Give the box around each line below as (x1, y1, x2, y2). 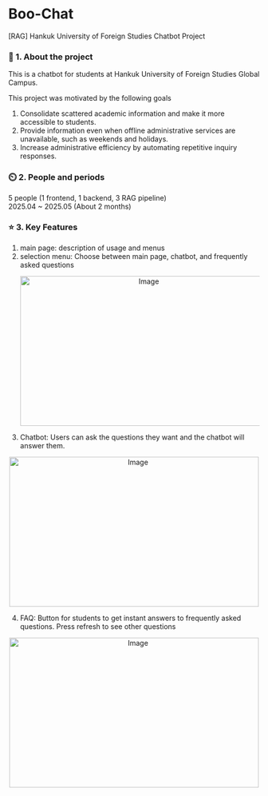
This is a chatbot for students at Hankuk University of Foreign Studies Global (8, 70, 260, 79)
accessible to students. (19, 117, 97, 127)
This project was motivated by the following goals (8, 94, 171, 103)
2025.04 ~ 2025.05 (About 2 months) (8, 201, 132, 211)
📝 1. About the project (8, 51, 93, 62)
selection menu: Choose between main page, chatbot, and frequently (19, 251, 248, 261)
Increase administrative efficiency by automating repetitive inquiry (19, 143, 238, 153)
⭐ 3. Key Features (8, 221, 78, 233)
